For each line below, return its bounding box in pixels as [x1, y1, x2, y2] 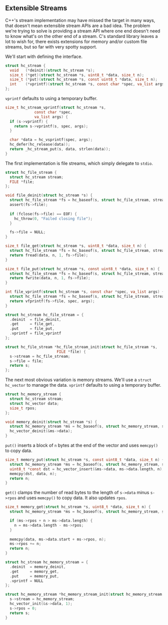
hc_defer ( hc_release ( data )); [9, 142, 70, 147]
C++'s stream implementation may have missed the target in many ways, [5, 17, 155, 23]
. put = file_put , [9, 326, 55, 331]
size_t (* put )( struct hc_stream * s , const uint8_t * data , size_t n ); [9, 77, 158, 82]
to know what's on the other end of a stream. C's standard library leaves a [5, 33, 158, 39]
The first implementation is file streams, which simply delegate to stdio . [5, 160, 153, 166]
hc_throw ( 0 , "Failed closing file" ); [14, 216, 93, 221]
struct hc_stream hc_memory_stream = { [5, 560, 88, 565]
